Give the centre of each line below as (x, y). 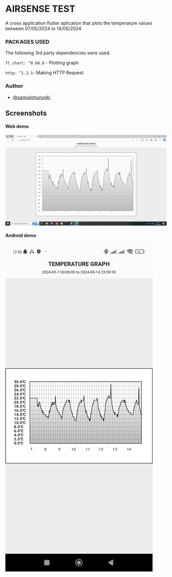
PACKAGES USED (27, 41)
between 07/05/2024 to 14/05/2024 (44, 28)
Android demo (21, 235)
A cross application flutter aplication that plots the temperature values (79, 23)
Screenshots (26, 113)
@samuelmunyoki (31, 97)
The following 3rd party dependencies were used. (58, 53)
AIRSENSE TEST (40, 9)
